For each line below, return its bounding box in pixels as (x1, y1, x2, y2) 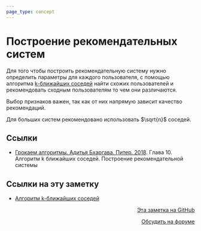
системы (14, 162, 38, 169)
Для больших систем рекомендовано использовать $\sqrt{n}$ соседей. (6, 115, 191, 123)
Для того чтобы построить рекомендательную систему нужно (6, 67, 166, 74)
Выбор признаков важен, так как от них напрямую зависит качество (6, 98, 182, 105)
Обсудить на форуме (141, 218, 195, 225)
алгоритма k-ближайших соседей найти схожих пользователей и (6, 80, 174, 87)
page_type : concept (6, 8, 55, 15)
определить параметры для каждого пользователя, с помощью (6, 73, 170, 81)
